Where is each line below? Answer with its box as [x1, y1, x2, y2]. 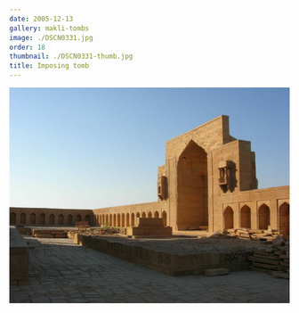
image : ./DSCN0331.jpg [9, 33, 93, 42]
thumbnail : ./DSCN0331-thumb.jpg [9, 52, 133, 62]
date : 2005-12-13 [9, 14, 74, 23]
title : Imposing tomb [9, 62, 90, 70]
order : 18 [9, 43, 46, 52]
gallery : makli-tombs [9, 23, 90, 33]
